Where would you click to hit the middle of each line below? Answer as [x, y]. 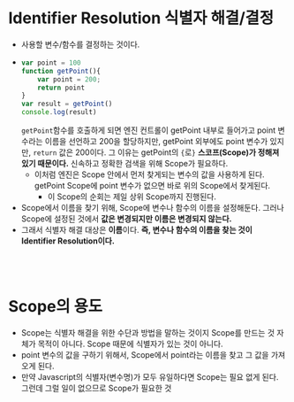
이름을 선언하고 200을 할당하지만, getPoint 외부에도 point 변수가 [156, 142]
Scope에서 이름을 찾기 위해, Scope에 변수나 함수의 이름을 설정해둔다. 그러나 [152, 208]
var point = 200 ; [69, 79]
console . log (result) [59, 112]
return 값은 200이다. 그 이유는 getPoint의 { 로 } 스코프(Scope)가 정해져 [156, 152]
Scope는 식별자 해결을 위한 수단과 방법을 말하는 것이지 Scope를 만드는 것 [148, 332]
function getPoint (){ [61, 71]
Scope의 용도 [56, 307]
